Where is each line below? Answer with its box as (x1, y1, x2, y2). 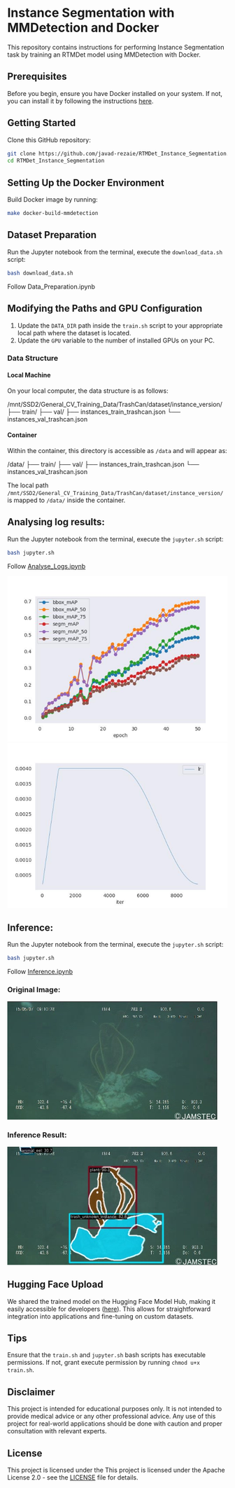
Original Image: (7, 985, 61, 995)
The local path (7, 481, 49, 489)
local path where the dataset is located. (17, 328, 131, 337)
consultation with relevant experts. (7, 1427, 107, 1435)
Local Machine (7, 371, 51, 380)
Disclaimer (7, 1386, 55, 1398)
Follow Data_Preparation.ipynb (7, 282, 96, 291)
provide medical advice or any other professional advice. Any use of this (7, 1412, 216, 1421)
